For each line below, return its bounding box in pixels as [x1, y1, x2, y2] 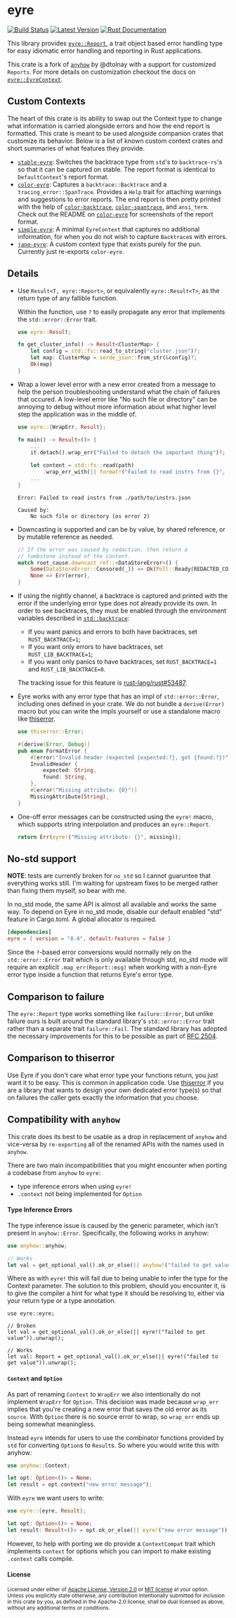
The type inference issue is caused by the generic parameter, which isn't [7, 1221, 218, 1229]
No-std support [7, 853, 77, 865]
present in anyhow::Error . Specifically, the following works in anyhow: [7, 1228, 209, 1237]
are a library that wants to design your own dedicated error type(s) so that [7, 1086, 222, 1094]
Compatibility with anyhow [7, 1114, 121, 1126]
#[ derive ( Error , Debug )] [17, 740, 91, 747]
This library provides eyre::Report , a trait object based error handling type [7, 39, 223, 47]
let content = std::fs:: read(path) [30, 462, 135, 469]
